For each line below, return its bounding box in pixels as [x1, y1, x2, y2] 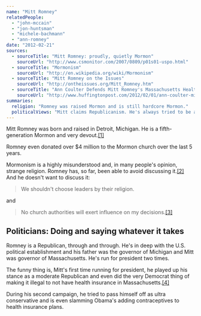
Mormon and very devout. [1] [33, 132, 105, 139]
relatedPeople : [6, 14, 44, 20]
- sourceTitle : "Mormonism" [11, 64, 82, 71]
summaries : [6, 98, 33, 104]
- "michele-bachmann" [11, 31, 66, 37]
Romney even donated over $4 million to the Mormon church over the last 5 [6, 143, 193, 150]
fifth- [159, 125, 172, 132]
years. [6, 150, 22, 157]
